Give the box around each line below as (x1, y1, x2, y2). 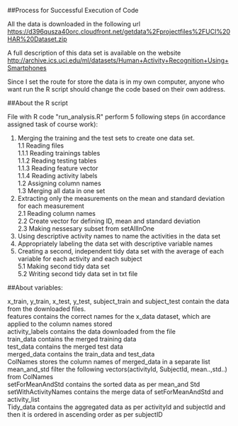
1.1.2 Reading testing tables (17, 156, 97, 165)
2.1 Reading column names (17, 209, 96, 217)
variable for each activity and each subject (17, 255, 143, 263)
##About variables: (7, 283, 64, 292)
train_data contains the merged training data (7, 335, 137, 343)
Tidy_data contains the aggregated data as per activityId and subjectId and (7, 403, 226, 411)
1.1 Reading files (17, 141, 64, 150)
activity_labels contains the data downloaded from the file (7, 327, 176, 336)
